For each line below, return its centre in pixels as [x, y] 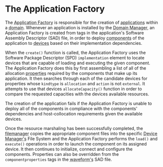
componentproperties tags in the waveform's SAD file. [59, 159]
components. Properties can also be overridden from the [62, 154]
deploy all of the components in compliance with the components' [71, 109]
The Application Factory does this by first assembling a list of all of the [76, 68]
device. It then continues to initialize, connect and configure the [69, 149]
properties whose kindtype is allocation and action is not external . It [75, 83]
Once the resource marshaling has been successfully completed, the [74, 128]
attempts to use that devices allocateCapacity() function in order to [73, 89]
